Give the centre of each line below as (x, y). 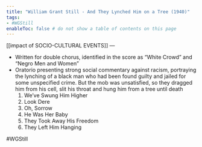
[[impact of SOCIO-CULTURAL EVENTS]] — (61, 46)
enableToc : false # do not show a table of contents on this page (91, 28)
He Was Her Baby (46, 115)
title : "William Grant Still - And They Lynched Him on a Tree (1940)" (98, 12)
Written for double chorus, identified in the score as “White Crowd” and (104, 57)
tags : (13, 17)
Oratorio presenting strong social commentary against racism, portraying (106, 70)
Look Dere (37, 102)
